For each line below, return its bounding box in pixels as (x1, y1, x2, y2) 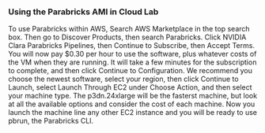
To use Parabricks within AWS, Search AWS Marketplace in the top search (8, 24, 251, 34)
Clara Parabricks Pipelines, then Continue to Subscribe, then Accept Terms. (8, 41, 256, 50)
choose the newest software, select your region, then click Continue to (8, 74, 239, 84)
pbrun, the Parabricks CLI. (8, 116, 94, 126)
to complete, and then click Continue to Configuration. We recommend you (8, 66, 253, 76)
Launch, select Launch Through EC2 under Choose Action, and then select (8, 83, 252, 92)
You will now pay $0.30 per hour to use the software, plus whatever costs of (8, 50, 257, 59)
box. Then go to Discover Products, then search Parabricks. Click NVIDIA (8, 32, 247, 42)
